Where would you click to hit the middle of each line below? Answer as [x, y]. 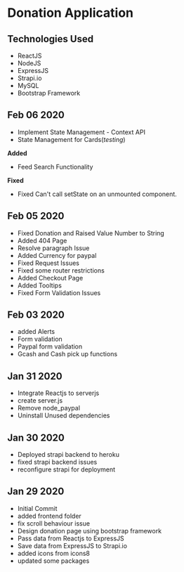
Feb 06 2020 [36, 115]
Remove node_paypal [49, 408]
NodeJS [29, 63]
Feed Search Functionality [55, 167]
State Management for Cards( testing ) [71, 139]
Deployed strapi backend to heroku [68, 455]
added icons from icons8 [53, 553]
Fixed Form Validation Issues [59, 292]
